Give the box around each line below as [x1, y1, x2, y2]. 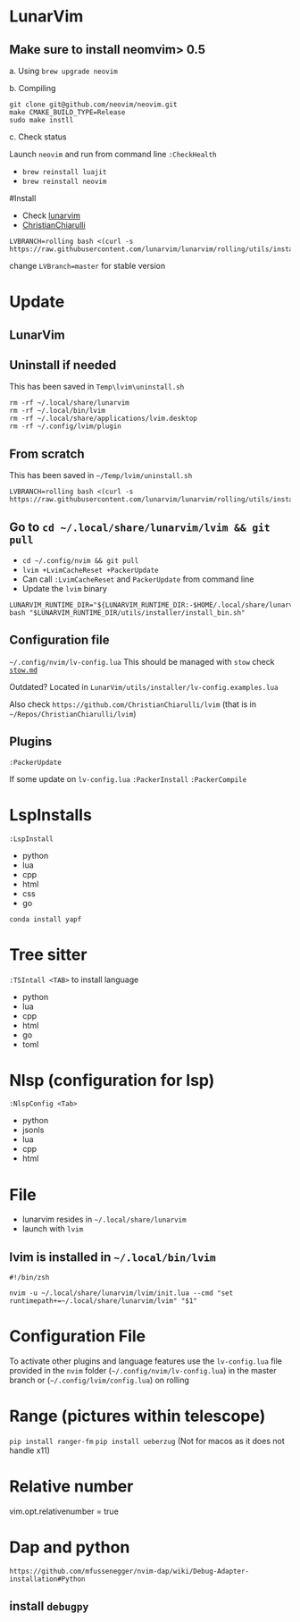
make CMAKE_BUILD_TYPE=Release [9, 108, 126, 117]
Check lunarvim [21, 210, 80, 221]
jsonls [21, 1124, 45, 1136]
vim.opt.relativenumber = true [9, 1506, 119, 1517]
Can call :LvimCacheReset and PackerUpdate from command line [21, 574, 254, 584]
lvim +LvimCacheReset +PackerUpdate [21, 566, 159, 576]
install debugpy [9, 1599, 89, 1614]
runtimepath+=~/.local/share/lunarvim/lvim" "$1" [9, 1297, 198, 1306]
